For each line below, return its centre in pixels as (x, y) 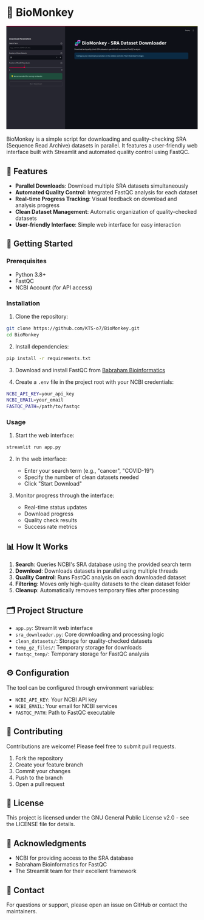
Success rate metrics (51, 527)
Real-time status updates (56, 508)
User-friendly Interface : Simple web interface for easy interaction (98, 224)
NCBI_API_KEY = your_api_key (40, 394)
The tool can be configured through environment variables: (80, 687)
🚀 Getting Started (40, 244)
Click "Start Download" (53, 484)
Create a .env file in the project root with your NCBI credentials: (94, 382)
